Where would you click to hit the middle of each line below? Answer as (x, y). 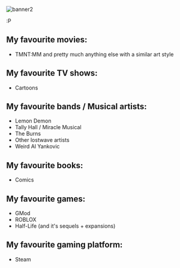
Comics (24, 180)
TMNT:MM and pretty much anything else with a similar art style (94, 54)
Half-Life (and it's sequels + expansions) (65, 226)
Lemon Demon (33, 121)
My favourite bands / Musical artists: (76, 107)
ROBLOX (25, 220)
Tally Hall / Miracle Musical (48, 127)
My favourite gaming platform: (64, 245)
